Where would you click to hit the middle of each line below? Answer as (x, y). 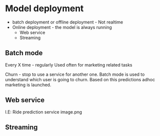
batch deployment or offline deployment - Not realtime (67, 22)
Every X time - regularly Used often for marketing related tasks (69, 65)
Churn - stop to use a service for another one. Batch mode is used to (75, 74)
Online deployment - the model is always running (62, 27)
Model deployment (44, 9)
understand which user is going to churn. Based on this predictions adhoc (80, 79)
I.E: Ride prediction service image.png (44, 112)
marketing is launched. (28, 85)
